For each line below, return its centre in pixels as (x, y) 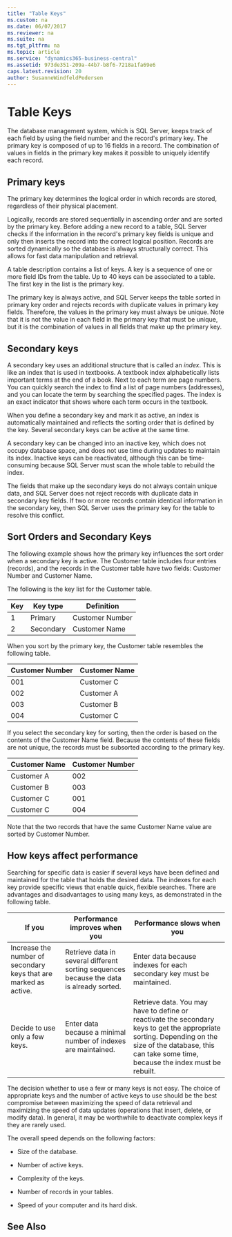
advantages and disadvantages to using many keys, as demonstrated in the (115, 894)
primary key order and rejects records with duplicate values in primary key (113, 305)
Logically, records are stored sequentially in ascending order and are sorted (115, 220)
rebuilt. (145, 1071)
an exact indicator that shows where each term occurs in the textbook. (108, 402)
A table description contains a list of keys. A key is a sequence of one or (110, 269)
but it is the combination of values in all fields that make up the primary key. (115, 327)
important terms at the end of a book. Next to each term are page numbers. (115, 380)
